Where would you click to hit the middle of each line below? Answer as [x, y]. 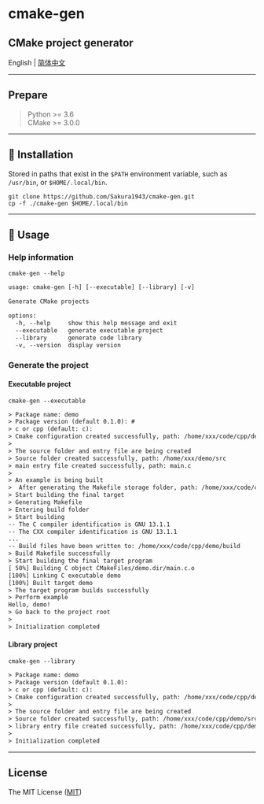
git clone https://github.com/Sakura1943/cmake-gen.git [101, 196]
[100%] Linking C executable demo [65, 576]
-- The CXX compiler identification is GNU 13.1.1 [93, 532]
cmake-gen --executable [47, 401]
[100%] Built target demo [50, 583]
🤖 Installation [41, 155]
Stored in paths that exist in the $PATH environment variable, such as [118, 173]
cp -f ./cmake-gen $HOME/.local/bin [68, 203]
